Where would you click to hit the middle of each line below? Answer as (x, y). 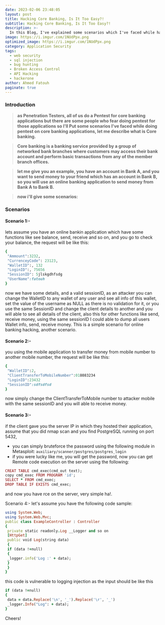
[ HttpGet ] (17, 535)
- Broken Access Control (35, 69)
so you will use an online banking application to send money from (85, 182)
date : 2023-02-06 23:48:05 (33, 10)
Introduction (20, 105)
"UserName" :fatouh (26, 279)
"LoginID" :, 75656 (26, 270)
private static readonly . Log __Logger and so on (58, 531)
